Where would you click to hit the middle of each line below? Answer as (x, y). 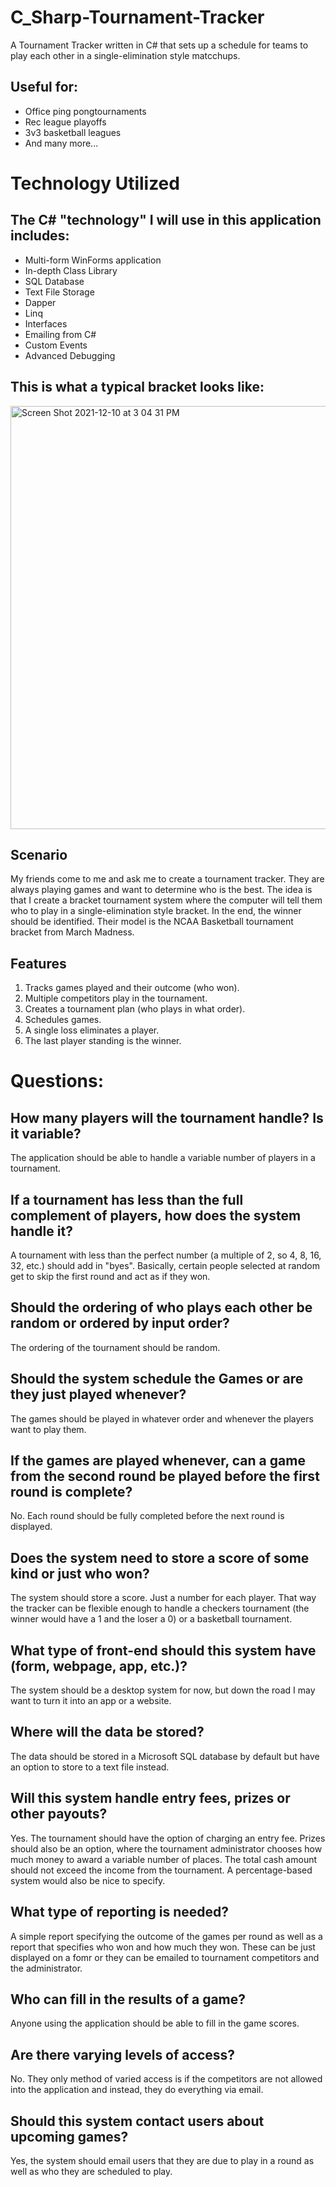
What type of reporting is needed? (120, 1912)
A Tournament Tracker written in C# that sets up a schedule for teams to (159, 45)
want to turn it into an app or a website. (91, 1701)
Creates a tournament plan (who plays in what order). (135, 1009)
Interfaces (46, 323)
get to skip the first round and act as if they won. (110, 1276)
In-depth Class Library (71, 270)
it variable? (46, 1133)
